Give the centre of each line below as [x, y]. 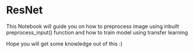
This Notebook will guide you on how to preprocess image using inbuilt [93, 26]
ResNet [25, 10]
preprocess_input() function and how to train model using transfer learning [97, 32]
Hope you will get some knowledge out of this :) [64, 44]
